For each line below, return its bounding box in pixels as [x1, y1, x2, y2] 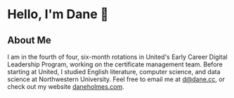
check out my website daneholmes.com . [7, 83, 124, 90]
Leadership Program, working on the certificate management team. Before [7, 60, 223, 69]
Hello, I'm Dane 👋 [7, 6, 109, 22]
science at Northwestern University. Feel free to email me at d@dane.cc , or [7, 75, 226, 83]
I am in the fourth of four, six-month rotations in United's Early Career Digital [7, 52, 228, 61]
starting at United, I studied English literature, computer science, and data [7, 68, 221, 76]
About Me [7, 34, 51, 46]
